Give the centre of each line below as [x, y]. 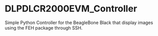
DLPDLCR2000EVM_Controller [71, 9]
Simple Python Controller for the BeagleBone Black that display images [79, 22]
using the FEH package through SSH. [44, 27]
